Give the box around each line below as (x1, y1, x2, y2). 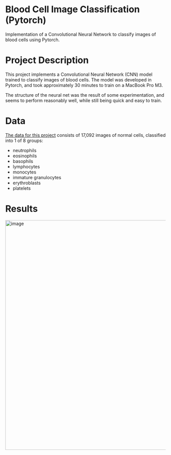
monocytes (12, 169, 37, 175)
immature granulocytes (12, 174, 62, 180)
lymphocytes (12, 163, 40, 169)
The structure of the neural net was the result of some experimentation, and (5, 92, 164, 98)
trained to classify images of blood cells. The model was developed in (5, 76, 152, 82)
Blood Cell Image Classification (5, 4, 140, 15)
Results (5, 203, 38, 214)
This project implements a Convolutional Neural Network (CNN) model (5, 71, 153, 77)
